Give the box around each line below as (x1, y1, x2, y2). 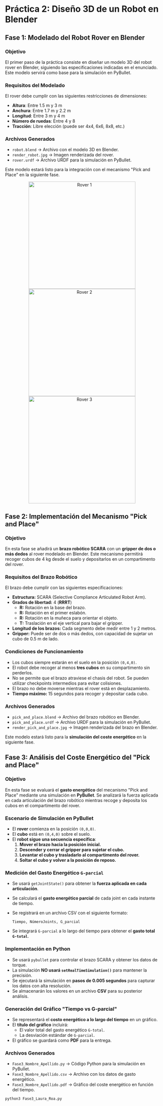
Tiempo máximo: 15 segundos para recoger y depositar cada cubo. (12, 691, 149, 696)
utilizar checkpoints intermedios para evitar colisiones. (12, 680, 122, 686)
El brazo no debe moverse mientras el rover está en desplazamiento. (12, 685, 150, 691)
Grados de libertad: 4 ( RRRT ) (12, 599, 72, 605)
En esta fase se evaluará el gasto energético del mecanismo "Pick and (5, 787, 148, 793)
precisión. (12, 972, 33, 978)
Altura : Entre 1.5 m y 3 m (12, 103, 62, 108)
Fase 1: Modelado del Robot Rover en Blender (5, 33, 145, 42)
